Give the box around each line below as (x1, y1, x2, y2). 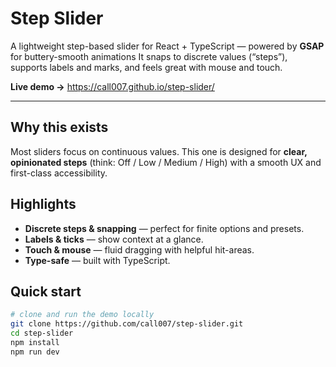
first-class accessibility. (10, 167, 108, 179)
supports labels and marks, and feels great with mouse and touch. (10, 61, 283, 73)
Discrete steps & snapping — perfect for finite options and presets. (24, 222, 305, 234)
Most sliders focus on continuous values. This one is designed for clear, (10, 145, 308, 157)
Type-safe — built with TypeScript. (24, 254, 171, 266)
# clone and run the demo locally (10, 310, 155, 320)
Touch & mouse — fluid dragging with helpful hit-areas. (24, 243, 255, 256)
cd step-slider (10, 328, 74, 339)
